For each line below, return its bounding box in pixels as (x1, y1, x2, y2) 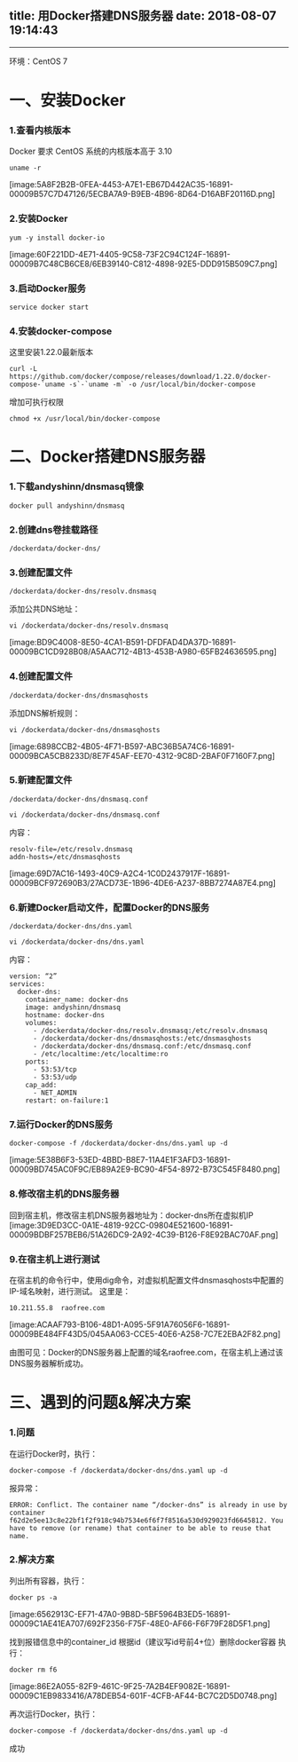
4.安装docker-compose (9, 325, 113, 337)
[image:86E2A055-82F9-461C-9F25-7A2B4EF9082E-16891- (9, 1680, 231, 1691)
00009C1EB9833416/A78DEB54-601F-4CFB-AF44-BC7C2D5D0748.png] (9, 1690, 278, 1701)
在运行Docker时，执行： (9, 1448, 98, 1458)
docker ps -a (9, 1592, 58, 1602)
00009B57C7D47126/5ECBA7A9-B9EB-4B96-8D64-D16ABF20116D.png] (9, 189, 276, 200)
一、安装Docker (9, 91, 126, 110)
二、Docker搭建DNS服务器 (9, 446, 206, 467)
